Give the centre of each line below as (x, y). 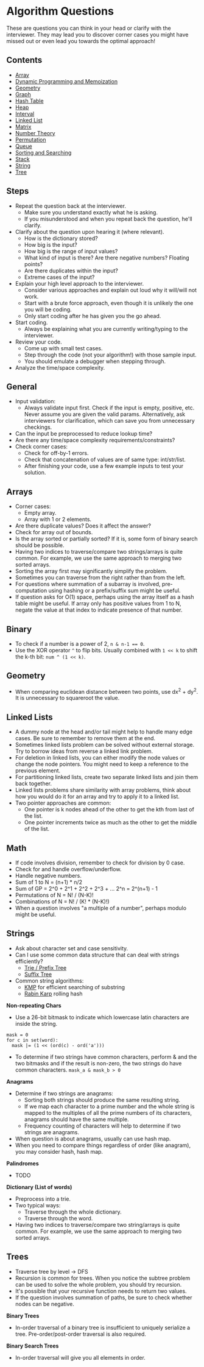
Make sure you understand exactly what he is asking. (91, 212)
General (22, 387)
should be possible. (40, 545)
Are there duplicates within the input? (71, 270)
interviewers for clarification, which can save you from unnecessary (109, 421)
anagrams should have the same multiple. (76, 1119)
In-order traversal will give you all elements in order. (80, 1357)
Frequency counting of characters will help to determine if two (102, 1126)
